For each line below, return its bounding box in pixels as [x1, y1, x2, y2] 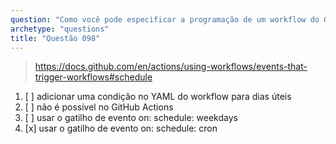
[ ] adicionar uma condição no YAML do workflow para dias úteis [24, 91, 292, 103]
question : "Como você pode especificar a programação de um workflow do [10, 14, 320, 25]
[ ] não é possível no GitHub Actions [24, 101, 174, 113]
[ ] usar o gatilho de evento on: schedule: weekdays [24, 112, 238, 124]
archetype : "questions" [10, 24, 110, 34]
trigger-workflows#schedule [34, 71, 153, 83]
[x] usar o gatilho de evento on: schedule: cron [24, 122, 218, 135]
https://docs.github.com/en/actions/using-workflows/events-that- [34, 61, 308, 73]
